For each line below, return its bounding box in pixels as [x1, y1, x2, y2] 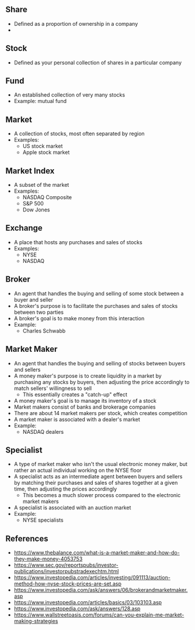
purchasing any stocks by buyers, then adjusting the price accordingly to [13, 378, 190, 385]
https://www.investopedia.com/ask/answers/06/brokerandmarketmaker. [13, 587, 188, 594]
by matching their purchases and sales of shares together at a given [13, 480, 178, 487]
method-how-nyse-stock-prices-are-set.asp [13, 580, 122, 587]
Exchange [5, 223, 43, 233]
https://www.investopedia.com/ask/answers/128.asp [13, 605, 141, 612]
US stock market [22, 143, 63, 150]
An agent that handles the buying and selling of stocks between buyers [13, 359, 186, 367]
